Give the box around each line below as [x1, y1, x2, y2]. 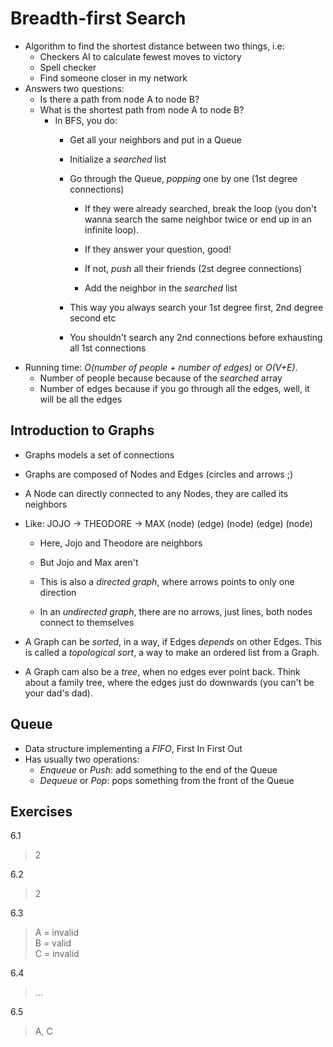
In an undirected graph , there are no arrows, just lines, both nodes [39, 605, 313, 617]
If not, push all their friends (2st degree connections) [84, 262, 303, 274]
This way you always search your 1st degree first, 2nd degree [69, 301, 324, 313]
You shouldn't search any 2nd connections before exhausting [69, 331, 323, 343]
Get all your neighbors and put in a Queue [69, 133, 242, 146]
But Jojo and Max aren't [39, 556, 139, 568]
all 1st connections [69, 342, 147, 354]
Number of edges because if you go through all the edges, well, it [39, 382, 310, 394]
